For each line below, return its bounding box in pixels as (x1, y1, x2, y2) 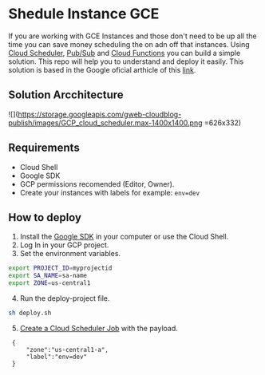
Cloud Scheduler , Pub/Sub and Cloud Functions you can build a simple (8, 48, 241, 57)
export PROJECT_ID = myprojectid (8, 264, 113, 272)
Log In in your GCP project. (19, 240, 109, 250)
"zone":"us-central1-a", (26, 345, 109, 353)
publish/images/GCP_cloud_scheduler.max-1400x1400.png (8, 117, 203, 128)
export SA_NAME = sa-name (8, 272, 88, 280)
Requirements (8, 141, 80, 155)
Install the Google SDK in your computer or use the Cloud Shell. (19, 232, 229, 242)
